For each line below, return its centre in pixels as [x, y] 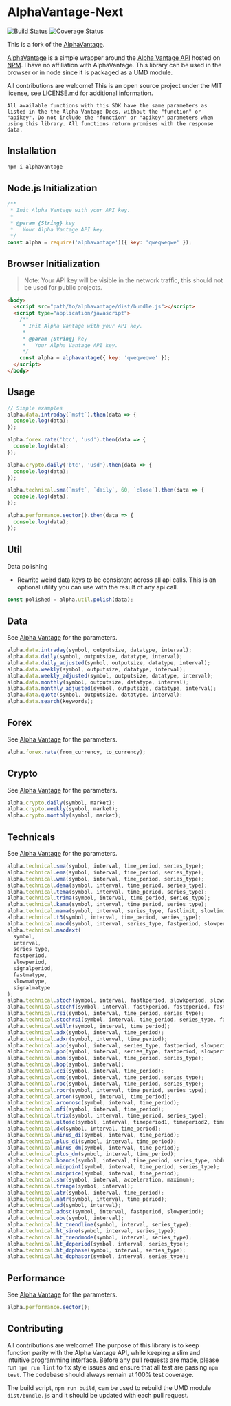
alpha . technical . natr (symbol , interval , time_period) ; [87, 1199]
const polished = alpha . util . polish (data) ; [70, 600]
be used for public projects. [63, 288]
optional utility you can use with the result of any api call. [98, 587]
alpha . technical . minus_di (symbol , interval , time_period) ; [93, 1135]
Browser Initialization [54, 263]
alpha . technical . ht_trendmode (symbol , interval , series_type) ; [100, 1237]
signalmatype [32, 988]
